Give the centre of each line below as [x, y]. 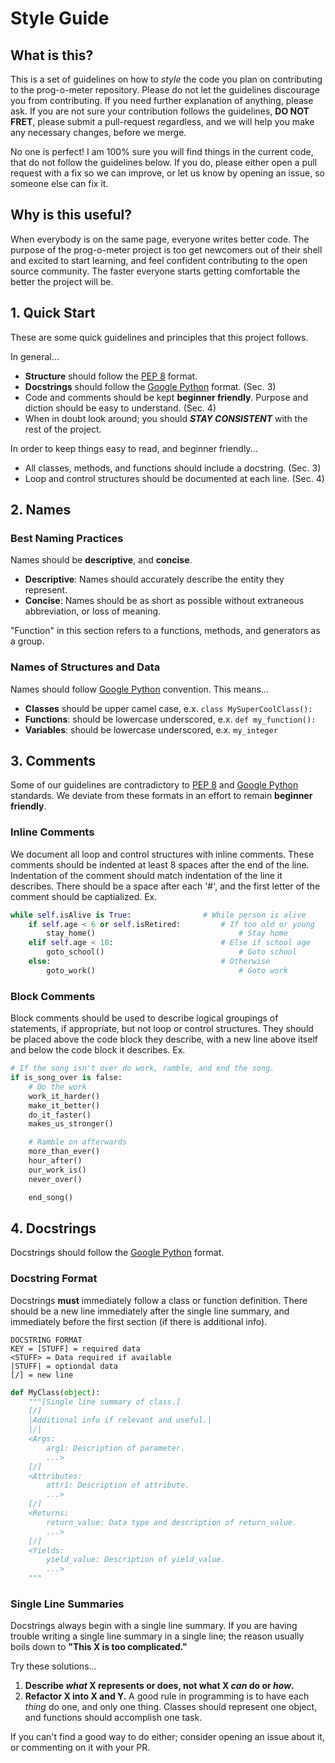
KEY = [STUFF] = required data [75, 1348]
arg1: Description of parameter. [116, 1448]
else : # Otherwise [149, 962]
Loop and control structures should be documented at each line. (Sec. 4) [174, 478]
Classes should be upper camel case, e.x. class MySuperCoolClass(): [168, 708]
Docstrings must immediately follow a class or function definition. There [159, 1300]
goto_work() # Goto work [167, 970]
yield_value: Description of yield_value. [136, 1560]
